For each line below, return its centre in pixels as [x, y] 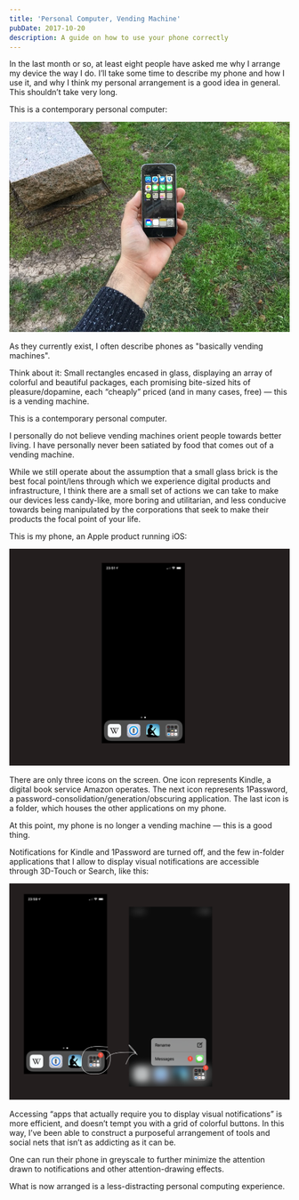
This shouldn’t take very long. [64, 93]
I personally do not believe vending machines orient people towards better [145, 436]
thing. [20, 834]
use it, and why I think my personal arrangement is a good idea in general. [145, 83]
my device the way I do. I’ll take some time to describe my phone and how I [147, 73]
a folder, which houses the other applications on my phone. [118, 808]
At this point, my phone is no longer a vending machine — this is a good [141, 825]
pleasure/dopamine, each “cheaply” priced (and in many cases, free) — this [148, 392]
